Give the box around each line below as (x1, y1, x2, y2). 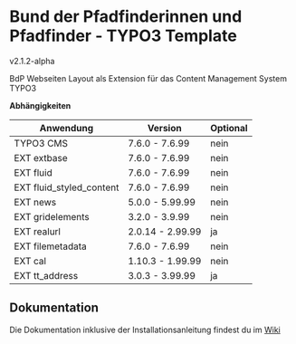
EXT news (14, 196, 57, 208)
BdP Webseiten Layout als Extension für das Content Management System (9, 72, 288, 83)
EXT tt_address (14, 269, 79, 282)
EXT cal (14, 254, 47, 267)
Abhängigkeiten (9, 100, 72, 110)
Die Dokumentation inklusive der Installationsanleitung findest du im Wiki (9, 324, 281, 335)
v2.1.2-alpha (9, 55, 55, 66)
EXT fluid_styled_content (14, 181, 119, 194)
